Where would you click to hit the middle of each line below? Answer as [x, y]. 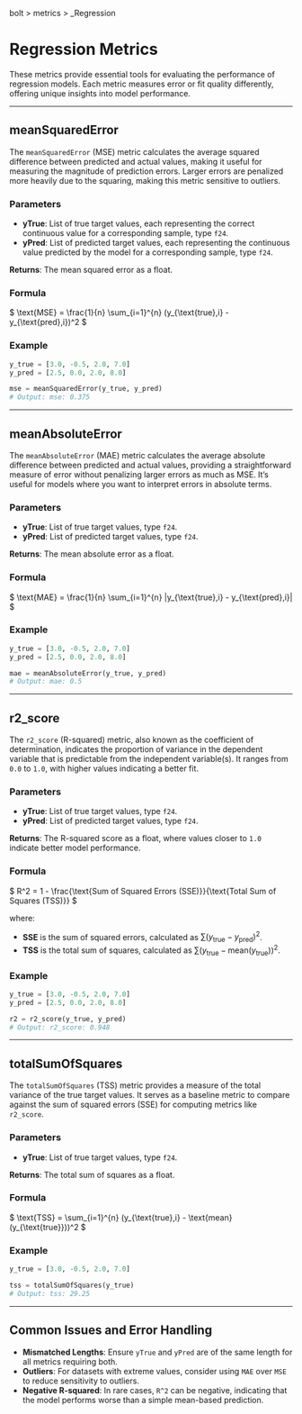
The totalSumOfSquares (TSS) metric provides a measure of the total [135, 1085]
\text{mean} [210, 1217]
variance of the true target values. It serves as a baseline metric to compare [150, 1095]
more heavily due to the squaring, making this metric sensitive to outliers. [145, 180]
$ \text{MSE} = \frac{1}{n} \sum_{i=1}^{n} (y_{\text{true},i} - [119, 313]
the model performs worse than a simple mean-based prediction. [143, 1400]
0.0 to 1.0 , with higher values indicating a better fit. [104, 768]
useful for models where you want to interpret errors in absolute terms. [141, 484]
